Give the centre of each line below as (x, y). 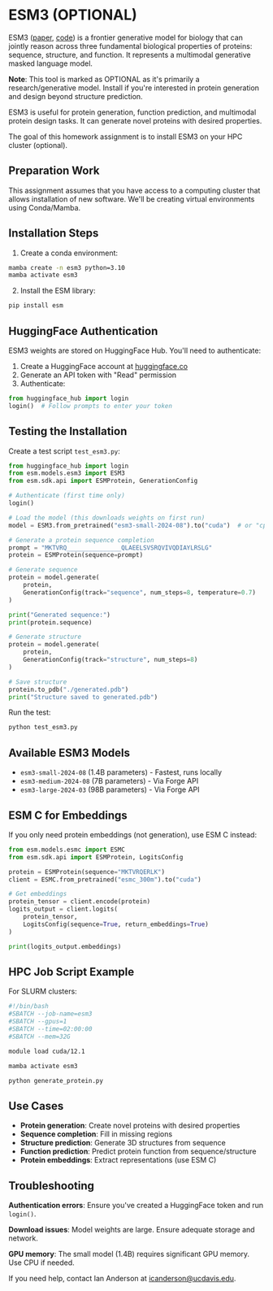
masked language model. (51, 63)
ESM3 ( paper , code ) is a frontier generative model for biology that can (126, 37)
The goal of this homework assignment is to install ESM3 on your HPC (126, 137)
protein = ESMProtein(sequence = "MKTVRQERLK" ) (87, 872)
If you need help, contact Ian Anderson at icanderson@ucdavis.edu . (122, 1278)
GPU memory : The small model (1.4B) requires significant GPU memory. (129, 1254)
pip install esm (36, 306)
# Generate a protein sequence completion (81, 540)
